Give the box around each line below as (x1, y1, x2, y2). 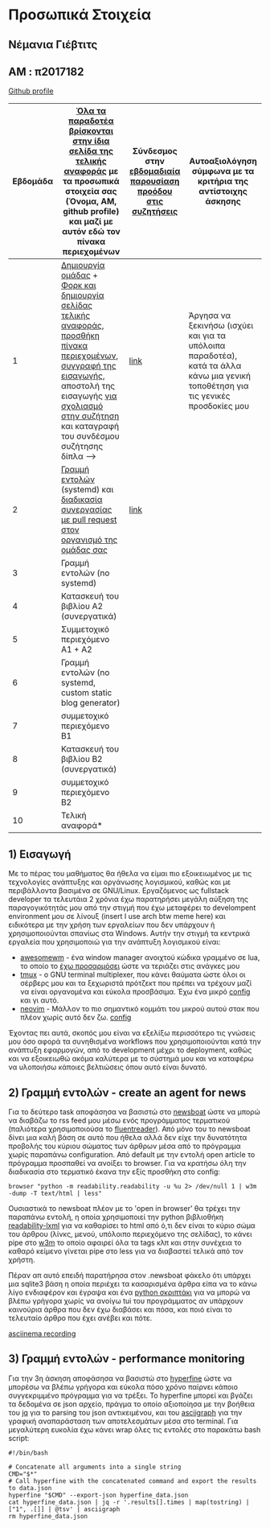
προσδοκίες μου (188, 401, 250, 412)
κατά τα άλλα (188, 360, 242, 372)
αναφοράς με (63, 166, 119, 177)
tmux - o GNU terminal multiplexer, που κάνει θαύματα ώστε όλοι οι (19, 970, 246, 979)
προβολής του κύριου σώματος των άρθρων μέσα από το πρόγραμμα (8, 1141, 241, 1151)
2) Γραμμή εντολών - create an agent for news (8, 1085, 247, 1099)
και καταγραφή (60, 421, 119, 432)
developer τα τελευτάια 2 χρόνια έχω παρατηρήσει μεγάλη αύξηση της (8, 895, 249, 904)
